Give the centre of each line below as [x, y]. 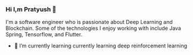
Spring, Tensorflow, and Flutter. [44, 35]
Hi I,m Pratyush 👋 [31, 9]
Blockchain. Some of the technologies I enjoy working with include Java [94, 28]
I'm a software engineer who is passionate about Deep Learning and [89, 22]
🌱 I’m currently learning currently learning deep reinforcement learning [101, 46]
